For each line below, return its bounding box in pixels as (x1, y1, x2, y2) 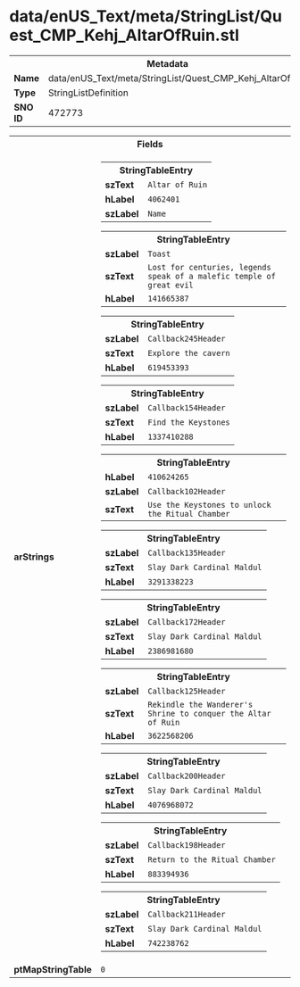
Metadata (146, 57, 189, 70)
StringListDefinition (47, 87, 129, 99)
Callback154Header (146, 402, 226, 412)
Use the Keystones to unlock (146, 500, 271, 510)
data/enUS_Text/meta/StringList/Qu (9, 6, 283, 27)
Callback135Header (146, 547, 226, 558)
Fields (137, 137, 163, 150)
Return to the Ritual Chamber (146, 854, 277, 865)
